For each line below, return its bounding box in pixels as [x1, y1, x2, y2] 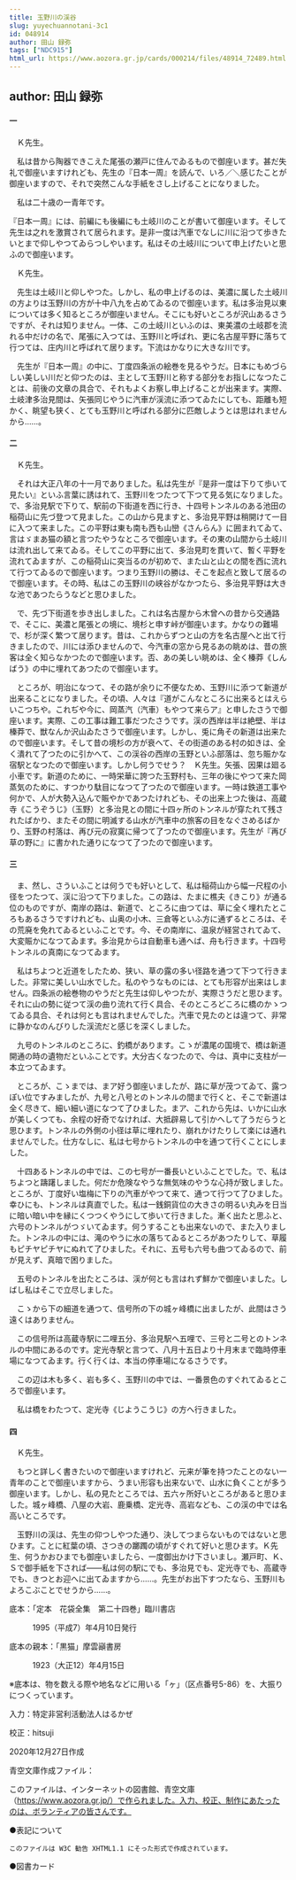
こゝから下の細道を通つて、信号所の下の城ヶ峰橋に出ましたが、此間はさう [16, 1303, 288, 1314]
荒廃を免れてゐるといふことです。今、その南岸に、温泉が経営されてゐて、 [16, 925, 286, 935]
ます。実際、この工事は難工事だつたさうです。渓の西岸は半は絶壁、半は [24, 715, 287, 726]
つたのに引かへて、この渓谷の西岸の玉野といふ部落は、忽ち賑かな [47, 748, 287, 758]
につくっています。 [9, 1690, 78, 1701]
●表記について [9, 1825, 64, 1836]
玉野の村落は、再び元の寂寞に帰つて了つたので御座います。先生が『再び [24, 826, 287, 836]
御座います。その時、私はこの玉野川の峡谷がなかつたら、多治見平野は [16, 578, 272, 588]
